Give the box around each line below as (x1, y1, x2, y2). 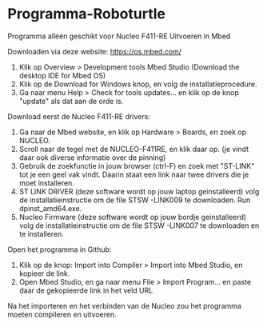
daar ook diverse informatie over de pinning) (18, 153, 166, 162)
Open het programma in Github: (7, 245, 112, 254)
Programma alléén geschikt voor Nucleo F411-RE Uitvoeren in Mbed (7, 31, 231, 41)
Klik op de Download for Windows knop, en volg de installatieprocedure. (18, 79, 257, 89)
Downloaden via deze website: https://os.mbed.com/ (7, 46, 181, 56)
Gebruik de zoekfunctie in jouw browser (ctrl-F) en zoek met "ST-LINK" (18, 161, 255, 170)
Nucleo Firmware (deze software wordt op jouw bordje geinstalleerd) (18, 212, 247, 221)
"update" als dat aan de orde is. (18, 96, 124, 106)
